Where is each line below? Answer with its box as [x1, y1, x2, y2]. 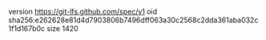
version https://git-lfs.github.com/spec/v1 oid [8, 7, 158, 16]
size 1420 [46, 24, 79, 33]
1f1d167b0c [8, 24, 46, 33]
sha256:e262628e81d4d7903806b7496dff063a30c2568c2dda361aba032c [8, 15, 259, 25]
